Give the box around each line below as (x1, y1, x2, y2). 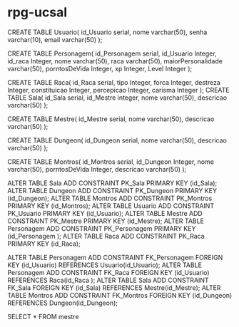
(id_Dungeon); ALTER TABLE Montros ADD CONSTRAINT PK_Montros (7, 194, 213, 202)
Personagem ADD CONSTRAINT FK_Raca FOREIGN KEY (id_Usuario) (7, 268, 210, 276)
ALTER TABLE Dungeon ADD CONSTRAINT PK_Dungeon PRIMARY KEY (7, 186, 218, 194)
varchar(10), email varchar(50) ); (7, 35, 103, 43)
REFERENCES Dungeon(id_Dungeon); (7, 299, 118, 307)
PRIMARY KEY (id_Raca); (7, 239, 81, 248)
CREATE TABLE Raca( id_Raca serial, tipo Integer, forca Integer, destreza (7, 78, 221, 86)
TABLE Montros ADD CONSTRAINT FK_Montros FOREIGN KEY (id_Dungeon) (7, 291, 233, 299)
